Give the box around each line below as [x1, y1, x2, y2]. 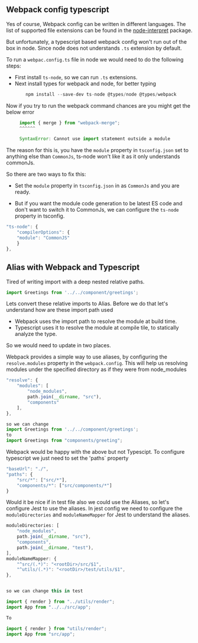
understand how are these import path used [6, 306, 113, 314]
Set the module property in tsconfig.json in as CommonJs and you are [14, 182, 180, 189]
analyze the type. [14, 331, 57, 338]
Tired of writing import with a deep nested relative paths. [6, 278, 145, 285]
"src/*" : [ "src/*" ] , [17, 477, 67, 483]
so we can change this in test [6, 588, 83, 594]
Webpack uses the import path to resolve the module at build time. [14, 318, 177, 325]
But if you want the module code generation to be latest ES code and [14, 200, 183, 207]
